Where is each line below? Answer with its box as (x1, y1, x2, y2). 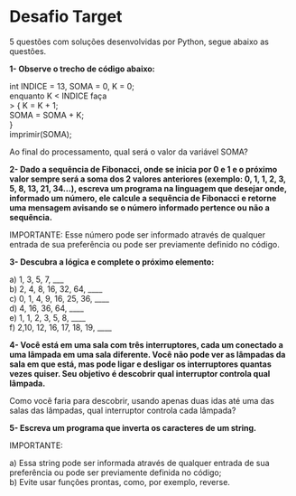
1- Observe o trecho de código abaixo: (9, 63, 155, 74)
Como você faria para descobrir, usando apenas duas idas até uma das (9, 395, 275, 406)
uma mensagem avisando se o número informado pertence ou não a (9, 201, 271, 213)
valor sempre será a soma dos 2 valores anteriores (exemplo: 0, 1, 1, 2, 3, (9, 173, 286, 184)
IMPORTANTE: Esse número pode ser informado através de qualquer (9, 229, 266, 240)
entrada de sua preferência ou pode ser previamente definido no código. (9, 239, 280, 249)
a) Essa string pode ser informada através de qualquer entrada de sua (9, 457, 270, 468)
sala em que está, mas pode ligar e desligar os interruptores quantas (9, 359, 273, 370)
